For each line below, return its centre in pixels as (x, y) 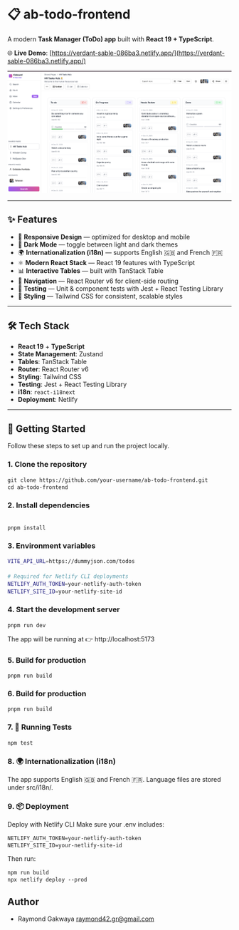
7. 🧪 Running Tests (40, 727)
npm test (20, 743)
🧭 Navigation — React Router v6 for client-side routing (98, 281)
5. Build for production (47, 660)
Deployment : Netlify (48, 400)
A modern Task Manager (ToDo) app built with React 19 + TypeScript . (111, 39)
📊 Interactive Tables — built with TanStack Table (90, 270)
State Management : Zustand (60, 354)
